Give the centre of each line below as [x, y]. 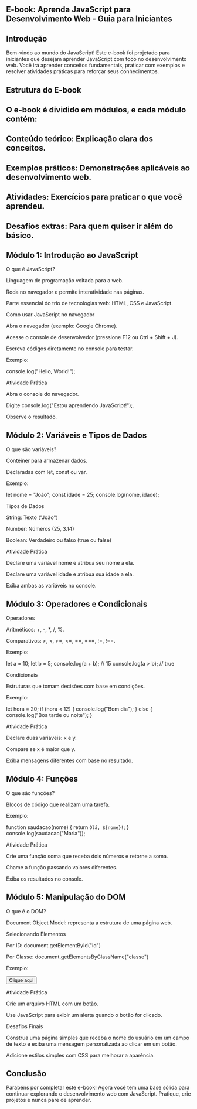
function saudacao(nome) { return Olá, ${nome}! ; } [67, 827]
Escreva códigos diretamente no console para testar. [70, 349]
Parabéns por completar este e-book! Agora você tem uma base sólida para [98, 1088]
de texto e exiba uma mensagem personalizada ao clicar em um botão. [91, 1044]
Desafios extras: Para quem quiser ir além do [90, 226]
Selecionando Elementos [36, 934]
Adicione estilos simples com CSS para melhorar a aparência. [81, 1055]
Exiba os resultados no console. [45, 879]
